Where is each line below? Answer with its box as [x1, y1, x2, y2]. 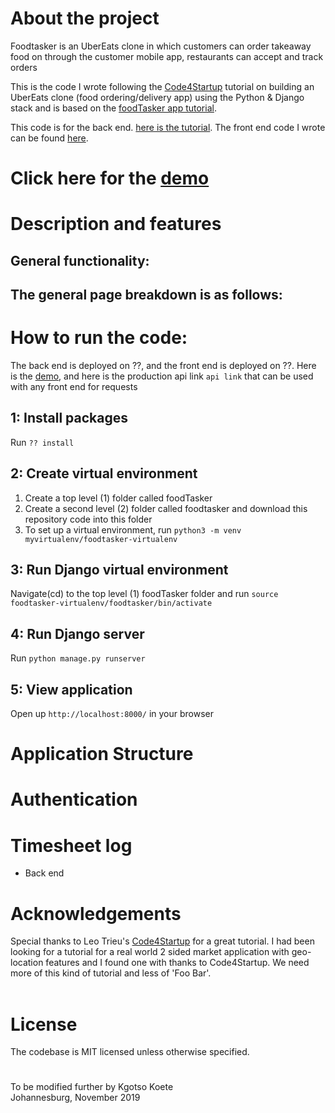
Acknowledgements [10, 902, 182, 925]
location [10, 957, 44, 969]
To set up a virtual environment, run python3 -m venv [24, 523, 242, 536]
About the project [10, 7, 160, 30]
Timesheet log [10, 834, 133, 857]
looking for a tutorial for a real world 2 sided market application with [10, 946, 290, 958]
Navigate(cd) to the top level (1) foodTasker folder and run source [10, 588, 279, 600]
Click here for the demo [10, 167, 210, 190]
